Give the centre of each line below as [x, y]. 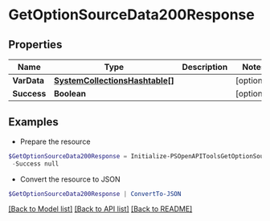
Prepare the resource [55, 141]
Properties [35, 45]
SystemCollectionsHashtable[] [114, 80]
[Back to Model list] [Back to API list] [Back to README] [100, 209]
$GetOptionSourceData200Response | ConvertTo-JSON [95, 194]
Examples [33, 122]
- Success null [35, 164]
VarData [29, 80]
